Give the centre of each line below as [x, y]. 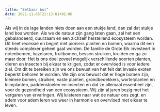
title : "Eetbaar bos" [27, 9]
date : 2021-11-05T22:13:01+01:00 [39, 14]
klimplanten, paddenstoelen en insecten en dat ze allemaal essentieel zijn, [79, 84]
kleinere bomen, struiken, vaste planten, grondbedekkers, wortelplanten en [80, 79]
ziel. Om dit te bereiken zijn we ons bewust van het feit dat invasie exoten [78, 69]
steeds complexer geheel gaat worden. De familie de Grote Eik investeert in [80, 48]
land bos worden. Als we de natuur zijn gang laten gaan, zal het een [73, 33]
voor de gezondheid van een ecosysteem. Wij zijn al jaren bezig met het [77, 90]
